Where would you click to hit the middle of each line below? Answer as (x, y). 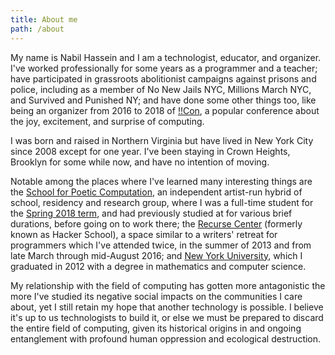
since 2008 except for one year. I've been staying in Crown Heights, (150, 151)
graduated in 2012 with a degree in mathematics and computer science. (158, 266)
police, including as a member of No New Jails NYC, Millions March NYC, (161, 89)
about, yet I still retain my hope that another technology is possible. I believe (167, 307)
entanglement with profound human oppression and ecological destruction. (166, 338)
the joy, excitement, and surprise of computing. (107, 121)
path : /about (37, 29)
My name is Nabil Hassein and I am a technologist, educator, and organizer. (166, 57)
